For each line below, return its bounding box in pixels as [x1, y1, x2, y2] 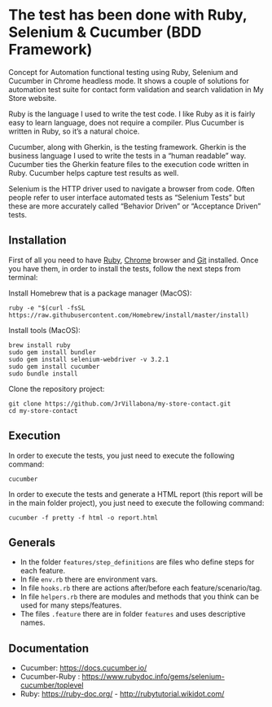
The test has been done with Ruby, [8, 6, 248, 24]
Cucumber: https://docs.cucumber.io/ [20, 663, 147, 673]
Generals [8, 535, 55, 549]
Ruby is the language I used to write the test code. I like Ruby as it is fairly [8, 108, 256, 119]
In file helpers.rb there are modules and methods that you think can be [20, 592, 259, 602]
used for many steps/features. [20, 600, 122, 610]
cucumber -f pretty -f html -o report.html [8, 513, 159, 522]
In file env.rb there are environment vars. [20, 574, 158, 584]
